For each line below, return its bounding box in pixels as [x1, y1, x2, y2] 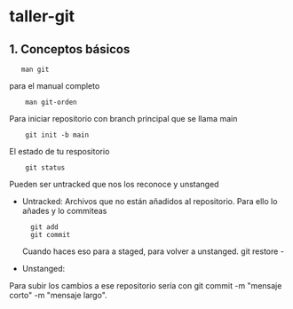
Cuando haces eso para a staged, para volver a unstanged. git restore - [21, 246, 284, 257]
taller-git [9, 6, 75, 27]
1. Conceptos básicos [9, 42, 131, 57]
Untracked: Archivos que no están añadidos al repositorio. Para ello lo [21, 196, 278, 206]
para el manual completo [9, 81, 100, 91]
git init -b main [25, 131, 90, 139]
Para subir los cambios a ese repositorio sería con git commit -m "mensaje [9, 281, 282, 290]
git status [25, 163, 66, 172]
